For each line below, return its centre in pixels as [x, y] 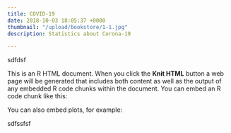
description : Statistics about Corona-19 [69, 34]
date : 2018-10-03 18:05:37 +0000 [57, 21]
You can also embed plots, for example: [65, 110]
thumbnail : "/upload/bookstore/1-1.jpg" [68, 27]
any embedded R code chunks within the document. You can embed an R [114, 88]
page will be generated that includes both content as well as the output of [114, 81]
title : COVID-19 [31, 14]
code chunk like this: [37, 96]
